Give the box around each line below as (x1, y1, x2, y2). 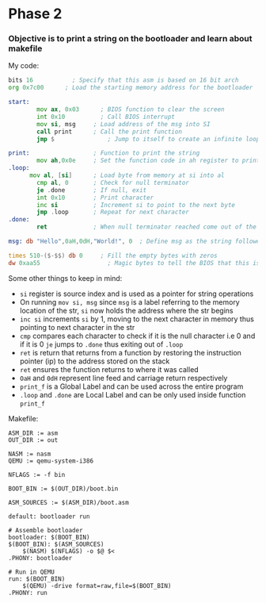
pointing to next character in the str (19, 322, 135, 332)
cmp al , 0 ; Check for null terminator (36, 179, 190, 186)
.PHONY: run (8, 589, 47, 597)
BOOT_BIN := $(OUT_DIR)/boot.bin (8, 485, 119, 493)
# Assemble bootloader (8, 526, 83, 534)
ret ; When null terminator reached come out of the (36, 223, 257, 231)
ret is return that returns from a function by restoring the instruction (19, 348, 241, 357)
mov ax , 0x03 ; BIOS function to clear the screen (36, 106, 225, 113)
